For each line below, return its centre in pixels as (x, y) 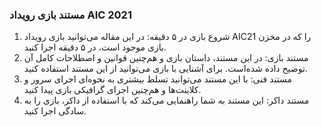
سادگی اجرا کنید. (55, 111)
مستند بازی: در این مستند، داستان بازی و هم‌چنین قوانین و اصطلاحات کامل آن (166, 58)
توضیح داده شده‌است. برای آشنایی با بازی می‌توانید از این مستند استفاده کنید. (165, 69)
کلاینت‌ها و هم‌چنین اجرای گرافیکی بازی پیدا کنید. (112, 90)
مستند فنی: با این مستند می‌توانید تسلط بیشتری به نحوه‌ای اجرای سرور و (157, 79)
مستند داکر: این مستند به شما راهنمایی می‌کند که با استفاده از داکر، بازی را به (166, 100)
